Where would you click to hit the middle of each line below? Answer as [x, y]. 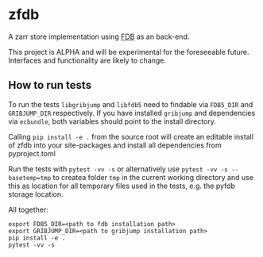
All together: [29, 209]
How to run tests [50, 85]
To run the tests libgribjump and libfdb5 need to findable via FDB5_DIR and [131, 104]
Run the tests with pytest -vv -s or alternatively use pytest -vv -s [118, 169]
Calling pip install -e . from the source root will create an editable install [131, 136]
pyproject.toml [32, 153]
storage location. [36, 194]
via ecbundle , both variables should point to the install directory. [112, 121]
